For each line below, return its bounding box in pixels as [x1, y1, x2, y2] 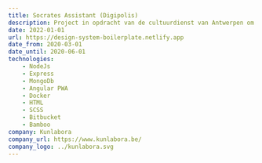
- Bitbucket [22, 114, 61, 121]
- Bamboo [22, 121, 51, 129]
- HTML [22, 99, 44, 107]
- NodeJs [22, 63, 51, 71]
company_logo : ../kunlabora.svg [8, 143, 114, 150]
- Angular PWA [22, 84, 68, 92]
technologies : [8, 56, 55, 63]
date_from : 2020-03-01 [8, 41, 82, 49]
